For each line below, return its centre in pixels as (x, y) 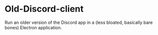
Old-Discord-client (44, 9)
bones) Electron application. (33, 27)
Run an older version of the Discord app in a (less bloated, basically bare (79, 22)
